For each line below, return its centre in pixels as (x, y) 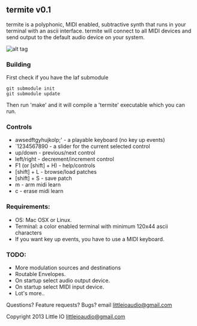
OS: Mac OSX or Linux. (43, 220)
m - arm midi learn (38, 185)
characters (28, 232)
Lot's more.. (30, 293)
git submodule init (31, 89)
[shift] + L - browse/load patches (56, 172)
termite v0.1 (29, 10)
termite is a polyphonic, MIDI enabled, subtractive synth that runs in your (96, 24)
